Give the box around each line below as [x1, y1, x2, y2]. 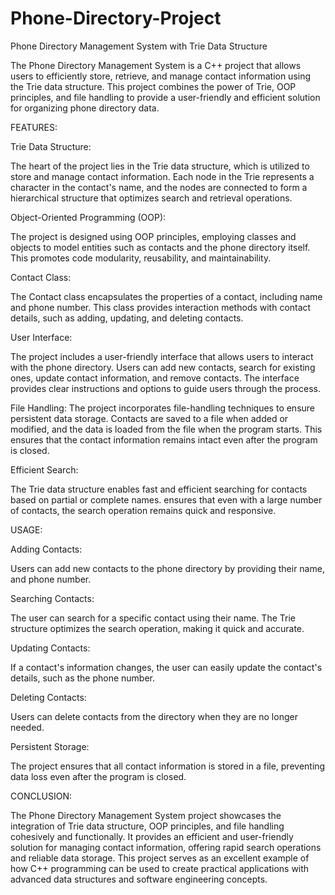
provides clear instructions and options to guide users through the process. [10, 382, 321, 394]
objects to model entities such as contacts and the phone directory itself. [10, 241, 311, 253]
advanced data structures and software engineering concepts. [10, 873, 268, 885]
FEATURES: [10, 121, 58, 133]
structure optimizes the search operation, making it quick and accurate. [10, 622, 305, 634]
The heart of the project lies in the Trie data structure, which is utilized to [10, 160, 310, 172]
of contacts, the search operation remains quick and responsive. [10, 504, 277, 516]
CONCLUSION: [10, 790, 73, 802]
